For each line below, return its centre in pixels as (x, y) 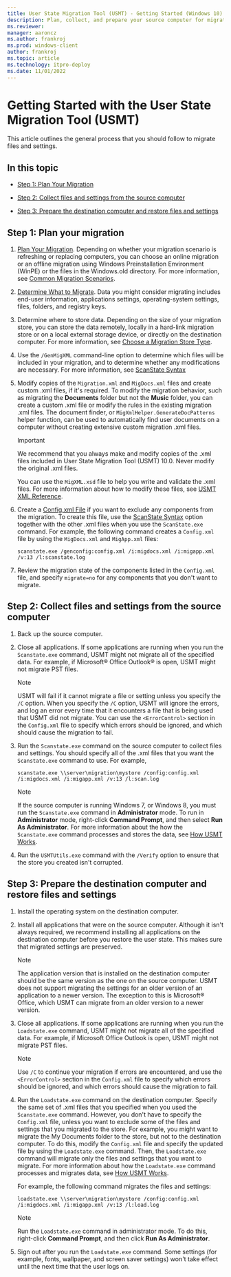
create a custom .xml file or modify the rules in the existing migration (114, 405)
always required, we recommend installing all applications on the (109, 932)
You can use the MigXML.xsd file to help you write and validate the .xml (116, 482)
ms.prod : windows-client (43, 45)
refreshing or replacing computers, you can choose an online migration (118, 257)
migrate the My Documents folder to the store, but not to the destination (119, 1136)
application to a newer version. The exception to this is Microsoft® (111, 995)
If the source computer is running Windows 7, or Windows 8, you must (117, 805)
